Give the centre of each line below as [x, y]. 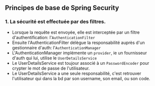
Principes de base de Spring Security [62, 8]
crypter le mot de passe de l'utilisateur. [51, 68]
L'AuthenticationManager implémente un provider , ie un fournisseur [79, 53]
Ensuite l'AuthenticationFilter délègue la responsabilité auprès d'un [78, 43]
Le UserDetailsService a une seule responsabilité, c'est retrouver [77, 73]
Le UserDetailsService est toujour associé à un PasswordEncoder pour [81, 63]
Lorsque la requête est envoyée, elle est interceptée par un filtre [76, 32]
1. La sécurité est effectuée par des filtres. [56, 22]
